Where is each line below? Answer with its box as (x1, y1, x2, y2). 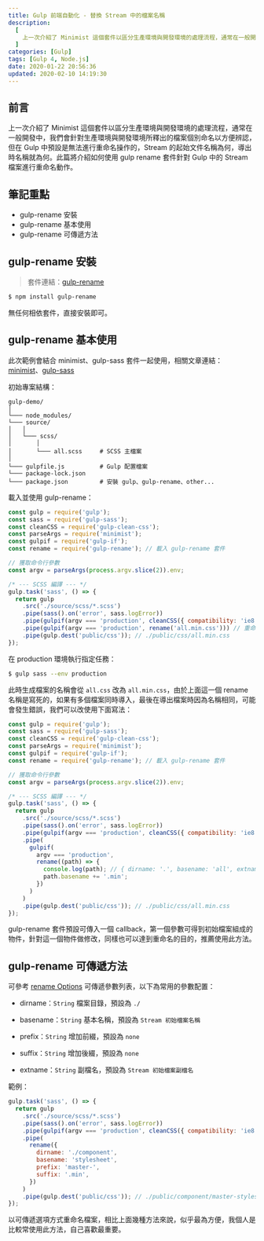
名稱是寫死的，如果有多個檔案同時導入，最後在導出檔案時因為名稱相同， (8, 694, 242, 704)
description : (8, 19, 51, 27)
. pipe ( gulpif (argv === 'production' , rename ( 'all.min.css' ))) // (22, 624, 241, 632)
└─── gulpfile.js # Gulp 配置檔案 (8, 463, 148, 470)
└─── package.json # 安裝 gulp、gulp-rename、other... (8, 478, 214, 485)
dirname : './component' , (36, 1148, 118, 1157)
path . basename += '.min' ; (42, 873, 128, 880)
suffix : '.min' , (36, 1170, 90, 1178)
